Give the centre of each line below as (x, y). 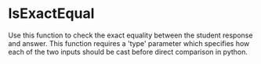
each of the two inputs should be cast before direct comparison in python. (128, 52)
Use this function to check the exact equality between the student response (130, 35)
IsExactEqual (51, 14)
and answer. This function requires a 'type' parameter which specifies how (129, 43)
